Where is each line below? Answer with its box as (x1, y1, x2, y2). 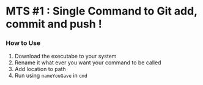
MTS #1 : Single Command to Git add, (6, 4, 197, 18)
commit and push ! (6, 17, 102, 31)
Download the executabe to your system (14, 53, 117, 60)
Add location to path (14, 66, 67, 73)
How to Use (6, 39, 41, 47)
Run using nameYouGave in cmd (14, 72, 87, 80)
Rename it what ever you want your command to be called (14, 59, 161, 66)
